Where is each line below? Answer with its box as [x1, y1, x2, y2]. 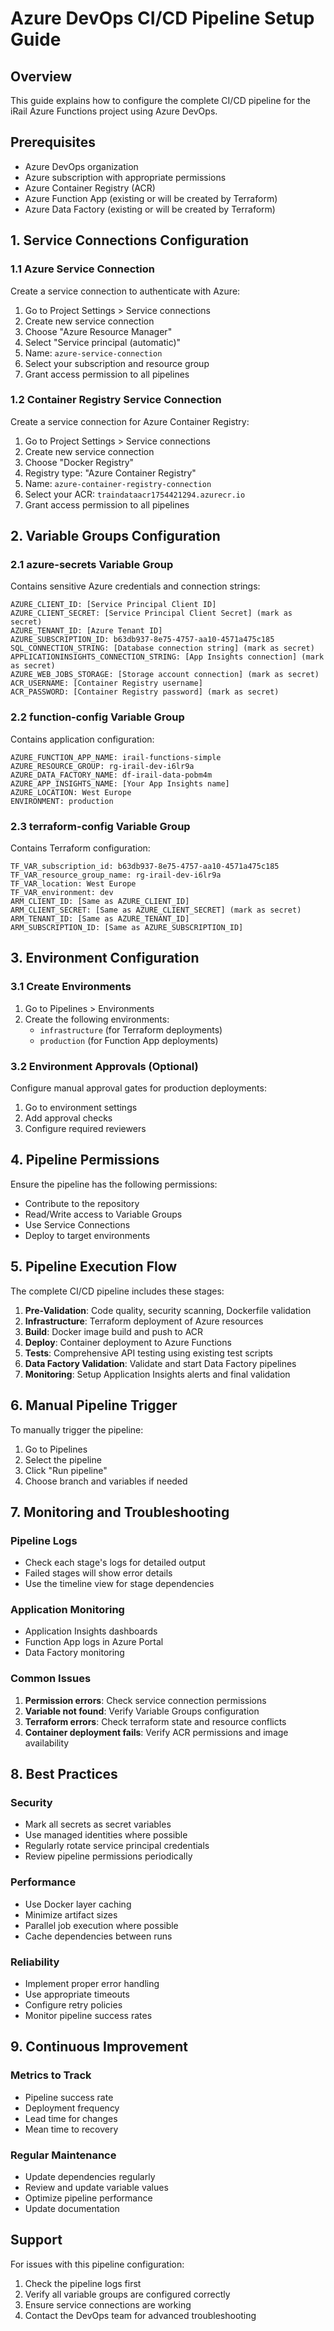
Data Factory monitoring [24, 1647, 125, 1659]
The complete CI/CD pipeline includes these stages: [10, 1285, 225, 1297]
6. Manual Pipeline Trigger [10, 1397, 178, 1414]
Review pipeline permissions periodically [24, 1850, 193, 1862]
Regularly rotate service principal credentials [24, 1840, 210, 1852]
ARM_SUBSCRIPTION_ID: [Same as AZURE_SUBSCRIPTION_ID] [10, 923, 244, 933]
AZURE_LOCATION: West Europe [10, 787, 132, 797]
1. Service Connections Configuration [10, 232, 249, 249]
